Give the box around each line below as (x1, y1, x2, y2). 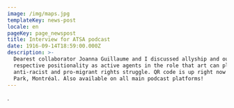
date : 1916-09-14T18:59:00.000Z (7, 43, 101, 49)
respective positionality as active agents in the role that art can (13, 62, 219, 69)
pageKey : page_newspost (7, 29, 77, 37)
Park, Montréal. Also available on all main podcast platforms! (13, 75, 204, 82)
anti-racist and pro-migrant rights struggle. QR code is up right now (13, 68, 226, 75)
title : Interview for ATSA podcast (7, 36, 111, 43)
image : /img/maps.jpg (7, 10, 70, 17)
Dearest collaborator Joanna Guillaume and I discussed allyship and (13, 56, 219, 63)
